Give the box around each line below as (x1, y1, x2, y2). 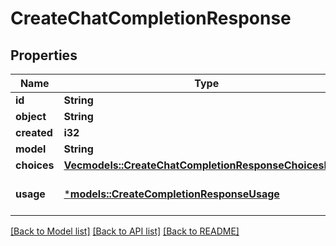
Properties (10, 47, 78, 64)
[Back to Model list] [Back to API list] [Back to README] (10, 225, 240, 237)
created (15, 126, 53, 139)
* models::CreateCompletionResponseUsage (63, 187, 280, 201)
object (15, 110, 47, 123)
